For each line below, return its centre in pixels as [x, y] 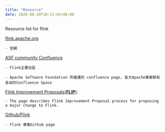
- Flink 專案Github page [30, 125]
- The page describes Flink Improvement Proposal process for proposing [82, 101]
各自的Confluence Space [29, 83]
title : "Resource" [24, 10]
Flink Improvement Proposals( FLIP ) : [42, 92]
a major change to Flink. [32, 105]
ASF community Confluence [34, 57]
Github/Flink [18, 115]
